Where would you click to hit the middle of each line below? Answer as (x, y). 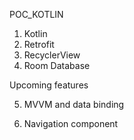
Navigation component (71, 123)
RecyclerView (52, 55)
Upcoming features (49, 85)
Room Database (57, 65)
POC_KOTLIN (36, 14)
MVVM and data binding (74, 104)
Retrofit (39, 44)
